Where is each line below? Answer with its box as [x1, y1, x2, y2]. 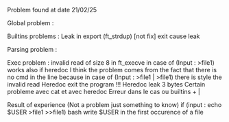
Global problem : [7, 19, 54, 27]
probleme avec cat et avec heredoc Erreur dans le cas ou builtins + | [7, 88, 201, 95]
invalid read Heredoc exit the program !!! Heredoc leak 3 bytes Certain [7, 80, 206, 88]
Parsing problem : [7, 46, 58, 53]
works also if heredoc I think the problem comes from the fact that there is [7, 66, 217, 74]
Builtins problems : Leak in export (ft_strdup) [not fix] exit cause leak [7, 32, 200, 40]
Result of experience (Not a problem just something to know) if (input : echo [7, 101, 222, 108]
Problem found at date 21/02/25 [7, 6, 97, 14]
